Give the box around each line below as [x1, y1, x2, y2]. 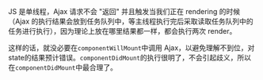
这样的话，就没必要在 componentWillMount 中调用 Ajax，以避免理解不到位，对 [8, 43, 255, 53]
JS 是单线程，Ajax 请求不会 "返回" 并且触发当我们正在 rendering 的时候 [8, 7, 241, 16]
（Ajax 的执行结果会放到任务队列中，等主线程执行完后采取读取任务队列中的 [8, 16, 253, 26]
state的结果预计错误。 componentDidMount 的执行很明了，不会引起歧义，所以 [8, 53, 252, 62]
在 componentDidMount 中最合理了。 [8, 63, 117, 72]
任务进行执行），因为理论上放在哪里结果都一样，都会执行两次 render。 [8, 27, 237, 35]
